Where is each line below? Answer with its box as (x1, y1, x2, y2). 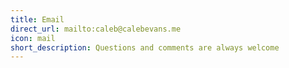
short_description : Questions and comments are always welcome (10, 42, 280, 53)
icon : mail (10, 33, 56, 43)
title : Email (10, 14, 65, 25)
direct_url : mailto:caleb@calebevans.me (10, 24, 182, 34)
